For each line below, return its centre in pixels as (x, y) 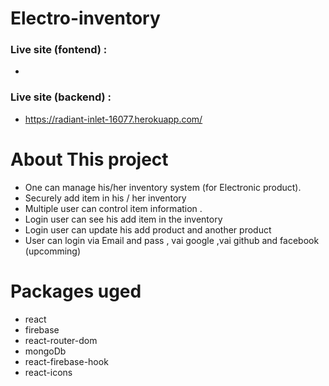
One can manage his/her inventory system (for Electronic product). (163, 187)
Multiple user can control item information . (113, 208)
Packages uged (76, 291)
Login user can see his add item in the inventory (123, 219)
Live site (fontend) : (59, 50)
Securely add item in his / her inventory (105, 198)
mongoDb (45, 351)
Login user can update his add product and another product (148, 229)
